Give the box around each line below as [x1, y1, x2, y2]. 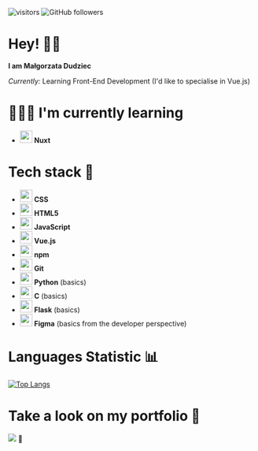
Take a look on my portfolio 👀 [8, 407, 201, 425]
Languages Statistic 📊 [8, 348, 159, 366]
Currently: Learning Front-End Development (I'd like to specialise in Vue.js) [8, 76, 250, 86]
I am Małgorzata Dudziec [8, 61, 92, 70]
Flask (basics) [34, 304, 80, 315]
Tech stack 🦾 [8, 163, 94, 181]
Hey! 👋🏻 [8, 35, 61, 53]
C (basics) [34, 291, 68, 300]
